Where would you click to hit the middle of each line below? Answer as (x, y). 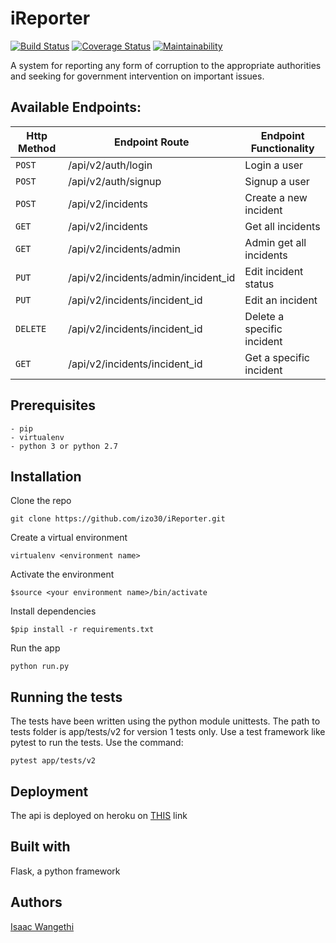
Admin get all (275, 242)
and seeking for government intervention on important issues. (137, 76)
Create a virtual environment (69, 538)
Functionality (282, 148)
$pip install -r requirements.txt (82, 630)
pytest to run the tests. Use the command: (97, 743)
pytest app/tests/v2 (53, 761)
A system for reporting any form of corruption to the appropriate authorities (166, 65)
